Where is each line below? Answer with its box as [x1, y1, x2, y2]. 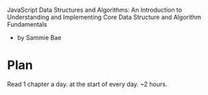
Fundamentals [7, 21, 47, 28]
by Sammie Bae [16, 33, 62, 42]
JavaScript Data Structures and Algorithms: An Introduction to [7, 6, 183, 14]
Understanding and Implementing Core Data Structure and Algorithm [7, 13, 201, 21]
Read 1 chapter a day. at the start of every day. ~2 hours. [7, 80, 167, 88]
